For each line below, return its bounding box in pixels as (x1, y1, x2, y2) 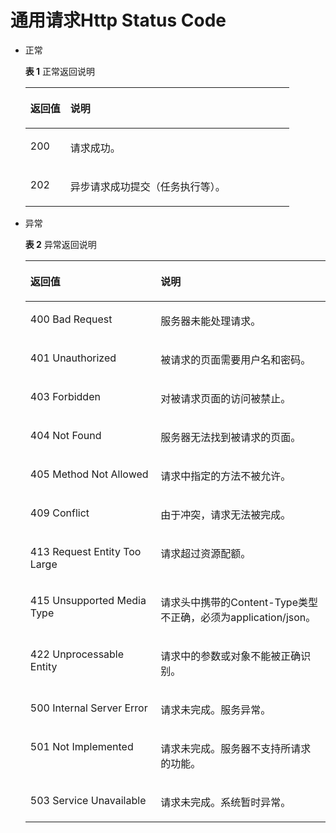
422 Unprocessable (29, 647, 125, 661)
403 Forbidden (29, 389, 101, 403)
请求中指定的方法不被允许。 (160, 469, 292, 483)
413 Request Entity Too (29, 544, 142, 558)
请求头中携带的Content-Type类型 (160, 595, 318, 609)
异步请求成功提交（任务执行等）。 (69, 179, 226, 193)
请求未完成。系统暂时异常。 (160, 795, 292, 809)
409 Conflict (29, 506, 90, 520)
